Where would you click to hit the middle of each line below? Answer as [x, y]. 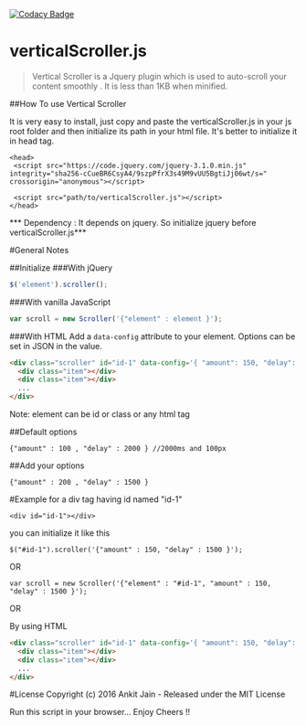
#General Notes [39, 250]
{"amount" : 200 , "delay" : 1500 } [79, 483]
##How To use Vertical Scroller [68, 103]
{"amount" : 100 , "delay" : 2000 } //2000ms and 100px [118, 449]
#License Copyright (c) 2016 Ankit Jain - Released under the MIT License [148, 694]
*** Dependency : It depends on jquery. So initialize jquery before [133, 222]
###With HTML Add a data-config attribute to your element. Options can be [153, 336]
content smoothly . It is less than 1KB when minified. [130, 86]
